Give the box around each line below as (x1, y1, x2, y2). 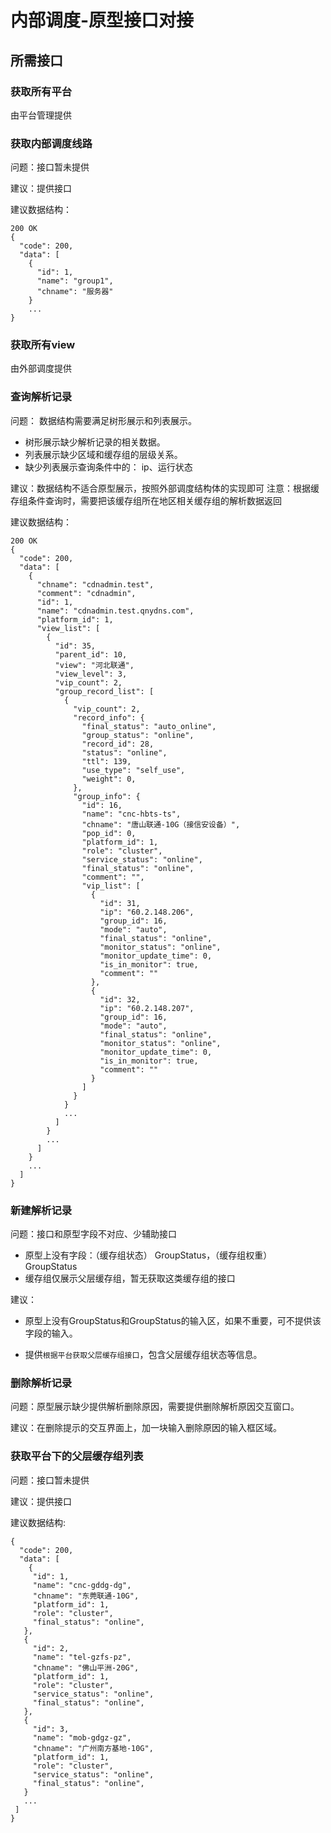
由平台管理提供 (10, 109, 72, 121)
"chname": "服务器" (36, 287, 114, 297)
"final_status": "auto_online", (81, 721, 217, 731)
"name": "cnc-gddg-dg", (32, 1580, 132, 1590)
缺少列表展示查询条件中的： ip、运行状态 (24, 461, 193, 473)
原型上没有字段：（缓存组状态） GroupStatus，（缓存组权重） (24, 1249, 273, 1261)
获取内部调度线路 (10, 136, 93, 150)
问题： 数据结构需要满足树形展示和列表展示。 (10, 414, 197, 426)
